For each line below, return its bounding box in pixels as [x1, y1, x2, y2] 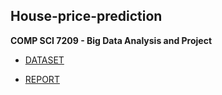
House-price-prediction [10, 8, 163, 25]
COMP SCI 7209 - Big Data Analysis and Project [10, 34, 213, 46]
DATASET [24, 54, 65, 66]
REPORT [24, 73, 60, 85]
